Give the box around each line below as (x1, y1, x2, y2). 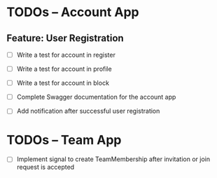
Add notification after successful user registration (16, 107, 160, 116)
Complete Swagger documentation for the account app (16, 93, 176, 102)
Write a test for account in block (16, 78, 110, 88)
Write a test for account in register (16, 50, 116, 59)
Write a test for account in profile (16, 64, 113, 74)
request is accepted (16, 163, 75, 172)
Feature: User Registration (6, 32, 124, 44)
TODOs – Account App (6, 4, 139, 20)
